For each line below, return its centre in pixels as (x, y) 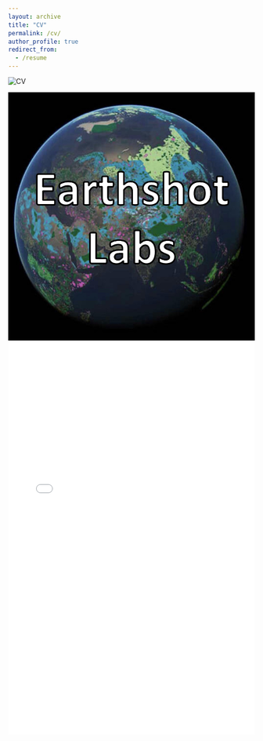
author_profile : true (43, 42)
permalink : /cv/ (34, 33)
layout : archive (34, 16)
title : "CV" (27, 25)
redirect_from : (33, 50)
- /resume (31, 58)
